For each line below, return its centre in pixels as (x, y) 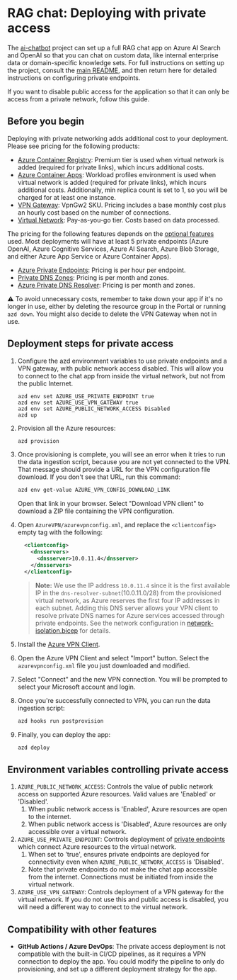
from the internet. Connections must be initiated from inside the (121, 877)
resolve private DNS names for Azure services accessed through (130, 615)
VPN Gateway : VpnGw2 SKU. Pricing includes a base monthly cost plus (122, 205)
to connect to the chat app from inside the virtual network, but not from (121, 376)
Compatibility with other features (82, 929)
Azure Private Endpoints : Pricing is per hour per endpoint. (102, 270)
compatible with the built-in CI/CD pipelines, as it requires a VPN (112, 954)
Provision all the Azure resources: (67, 428)
